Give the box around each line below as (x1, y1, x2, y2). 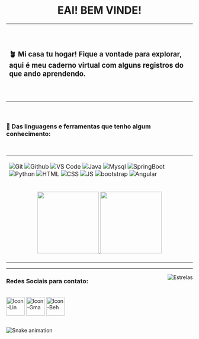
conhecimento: (6, 129, 52, 138)
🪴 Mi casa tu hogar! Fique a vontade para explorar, (9, 50, 182, 59)
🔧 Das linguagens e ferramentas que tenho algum (6, 122, 151, 131)
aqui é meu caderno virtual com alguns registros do (9, 61, 184, 70)
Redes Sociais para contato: (6, 277, 89, 286)
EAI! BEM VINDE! (57, 4, 142, 17)
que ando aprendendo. (9, 69, 86, 79)
